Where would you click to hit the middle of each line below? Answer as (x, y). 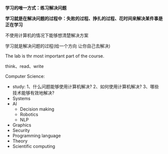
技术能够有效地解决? (33, 93)
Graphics (22, 125)
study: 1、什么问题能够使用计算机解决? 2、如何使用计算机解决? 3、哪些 (85, 86)
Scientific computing (34, 146)
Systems (21, 98)
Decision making (37, 109)
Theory (20, 141)
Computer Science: (25, 76)
